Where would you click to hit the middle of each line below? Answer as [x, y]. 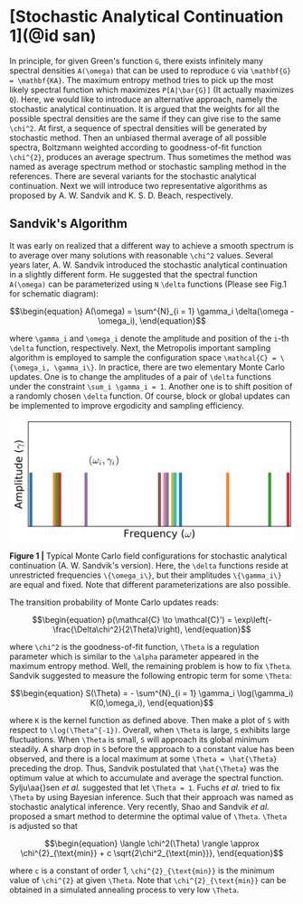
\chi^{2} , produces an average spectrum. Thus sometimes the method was [151, 156]
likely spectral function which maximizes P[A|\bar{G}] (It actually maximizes [151, 89]
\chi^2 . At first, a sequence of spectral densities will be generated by [138, 127]
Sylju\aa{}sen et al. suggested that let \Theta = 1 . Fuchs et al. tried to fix [145, 787]
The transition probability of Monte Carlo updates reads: [114, 602]
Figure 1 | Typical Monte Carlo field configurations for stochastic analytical [148, 556]
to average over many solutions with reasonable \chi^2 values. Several [142, 255]
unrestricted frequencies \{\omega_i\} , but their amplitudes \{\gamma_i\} [146, 575]
